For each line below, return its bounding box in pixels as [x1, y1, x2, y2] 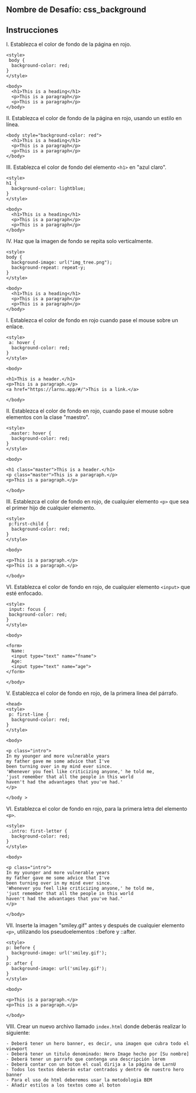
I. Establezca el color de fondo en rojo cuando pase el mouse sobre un [6, 317, 179, 324]
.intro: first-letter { [8, 829, 68, 834]
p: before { [6, 945, 36, 951]
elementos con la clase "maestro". [6, 414, 90, 421]
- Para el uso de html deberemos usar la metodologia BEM [6, 1077, 152, 1083]
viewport [6, 1046, 28, 1052]
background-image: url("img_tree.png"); [11, 260, 113, 266]
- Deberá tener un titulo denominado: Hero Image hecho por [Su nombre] [6, 1051, 189, 1057]
